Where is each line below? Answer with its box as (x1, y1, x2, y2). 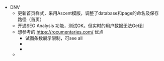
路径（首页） (17, 16, 44, 22)
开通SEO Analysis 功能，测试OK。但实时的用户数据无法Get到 (17, 22, 144, 28)
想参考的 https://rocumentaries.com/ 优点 (17, 29, 104, 34)
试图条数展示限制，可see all (25, 35, 83, 41)
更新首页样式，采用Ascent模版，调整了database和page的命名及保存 (17, 10, 159, 16)
